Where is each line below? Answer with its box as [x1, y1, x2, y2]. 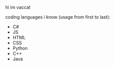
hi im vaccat [5, 5, 31, 10]
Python [12, 45, 28, 51]
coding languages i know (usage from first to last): [5, 14, 110, 20]
